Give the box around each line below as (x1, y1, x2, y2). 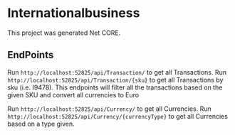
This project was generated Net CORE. (7, 28, 121, 37)
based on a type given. (7, 119, 75, 128)
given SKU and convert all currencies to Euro (7, 90, 140, 99)
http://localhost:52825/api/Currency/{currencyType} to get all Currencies (7, 112, 228, 120)
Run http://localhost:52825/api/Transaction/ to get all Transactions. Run (7, 67, 226, 76)
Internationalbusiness (7, 5, 140, 21)
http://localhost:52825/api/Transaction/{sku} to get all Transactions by (7, 75, 224, 84)
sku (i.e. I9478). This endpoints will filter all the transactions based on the (7, 83, 223, 92)
